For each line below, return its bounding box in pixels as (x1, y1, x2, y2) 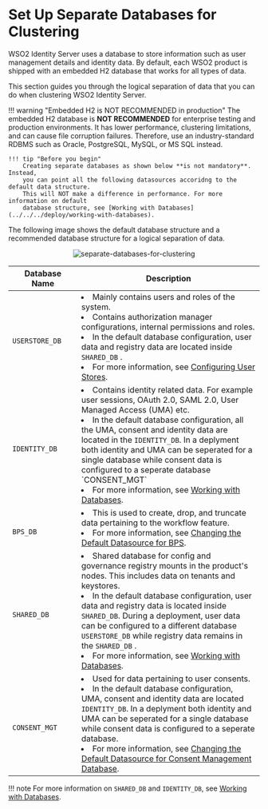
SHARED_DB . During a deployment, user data (81, 610, 241, 621)
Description (145, 273, 191, 284)
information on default (8, 197, 88, 205)
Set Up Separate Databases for (8, 6, 217, 24)
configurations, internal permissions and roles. (81, 321, 255, 333)
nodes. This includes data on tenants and (81, 570, 235, 581)
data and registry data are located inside (81, 341, 233, 353)
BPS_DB (12, 527, 37, 536)
